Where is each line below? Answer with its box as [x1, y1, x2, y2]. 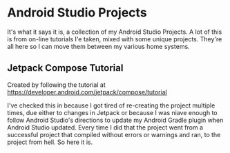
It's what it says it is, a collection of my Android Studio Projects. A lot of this [7, 28, 222, 36]
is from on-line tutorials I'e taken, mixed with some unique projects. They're [7, 34, 222, 43]
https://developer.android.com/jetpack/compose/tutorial [7, 88, 167, 96]
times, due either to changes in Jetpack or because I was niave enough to [7, 108, 218, 116]
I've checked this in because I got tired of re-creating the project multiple [7, 101, 215, 110]
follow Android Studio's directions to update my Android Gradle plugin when [7, 116, 224, 124]
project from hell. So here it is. [7, 138, 93, 146]
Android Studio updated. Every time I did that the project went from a [7, 123, 204, 132]
